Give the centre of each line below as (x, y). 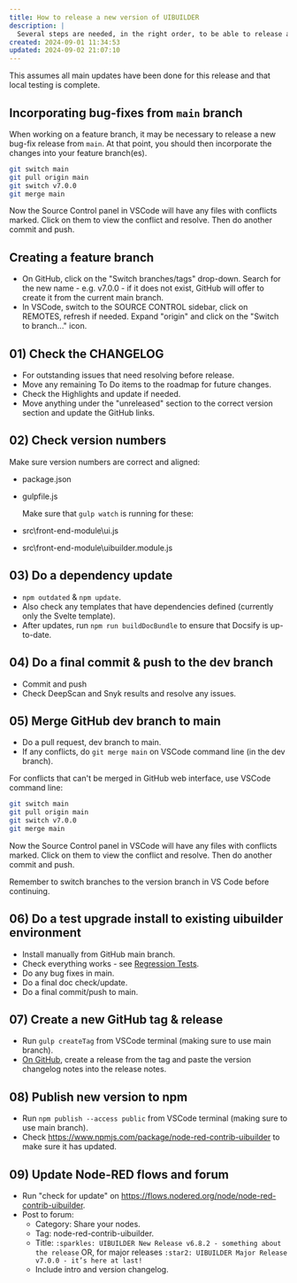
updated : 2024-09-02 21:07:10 (65, 51)
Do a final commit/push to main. (80, 991)
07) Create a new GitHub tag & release (116, 1020)
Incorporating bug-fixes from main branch (126, 113)
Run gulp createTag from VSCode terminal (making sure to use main (146, 1041)
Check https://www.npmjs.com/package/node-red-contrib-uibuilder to (151, 1137)
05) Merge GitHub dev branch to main (115, 721)
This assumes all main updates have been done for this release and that (140, 75)
